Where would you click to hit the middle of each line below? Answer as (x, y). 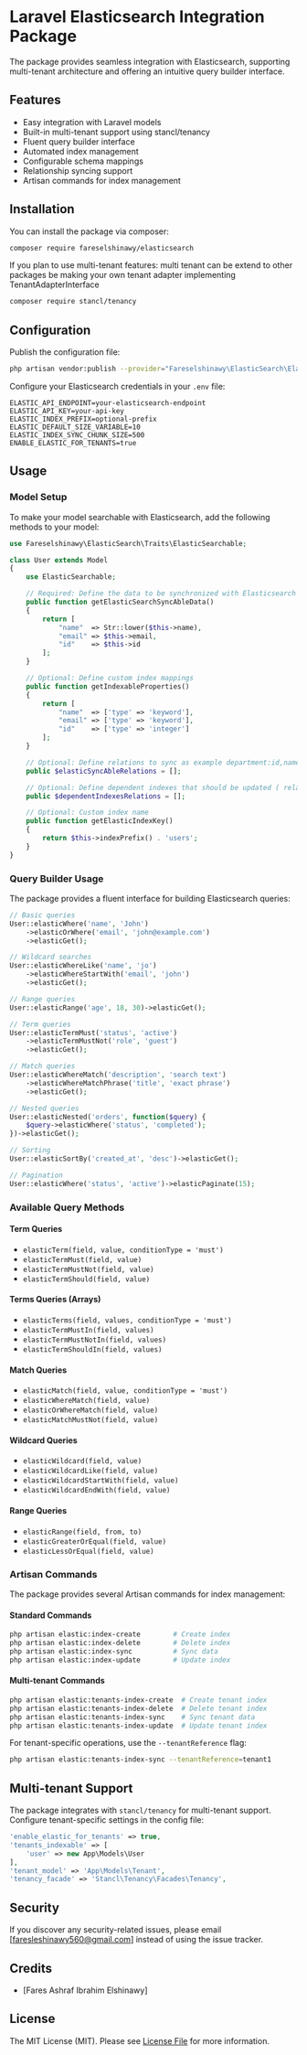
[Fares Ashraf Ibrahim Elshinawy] (85, 1990)
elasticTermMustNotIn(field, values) (95, 1340)
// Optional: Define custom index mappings (110, 679)
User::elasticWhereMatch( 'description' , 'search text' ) (118, 1075)
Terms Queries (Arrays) (55, 1300)
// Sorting (30, 1151)
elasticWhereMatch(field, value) (86, 1401)
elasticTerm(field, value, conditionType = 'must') (123, 1250)
